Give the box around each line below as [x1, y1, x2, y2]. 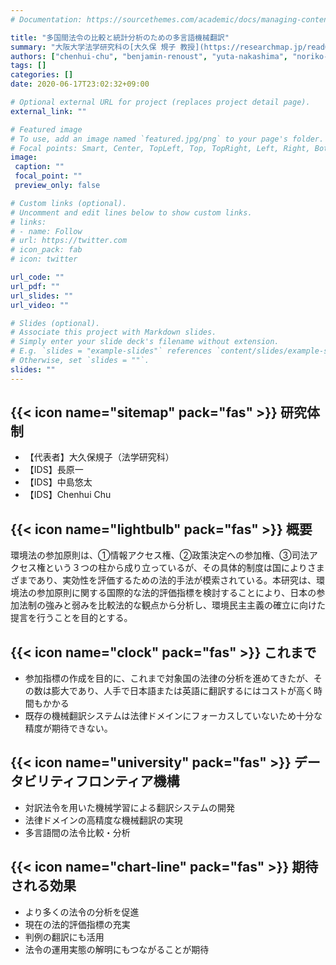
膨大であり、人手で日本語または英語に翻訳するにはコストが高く [51, 685, 315, 697]
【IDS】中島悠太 [24, 476, 93, 488]
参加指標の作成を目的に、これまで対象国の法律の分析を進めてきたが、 [24, 672, 314, 685]
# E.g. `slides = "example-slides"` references [10, 346, 213, 356]
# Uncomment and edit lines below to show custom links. [10, 207, 253, 218]
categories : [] [10, 70, 74, 80]
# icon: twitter [10, 254, 78, 265]
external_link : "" [10, 106, 87, 116]
